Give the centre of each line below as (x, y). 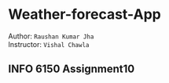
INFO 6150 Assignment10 (72, 69)
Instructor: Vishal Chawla (49, 44)
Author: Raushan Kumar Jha (51, 36)
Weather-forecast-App (84, 14)
